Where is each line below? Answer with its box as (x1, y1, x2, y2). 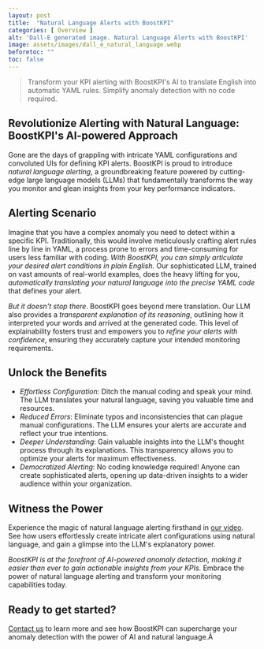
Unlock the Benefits (8, 366, 108, 379)
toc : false (8, 56, 44, 64)
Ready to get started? (8, 602, 117, 616)
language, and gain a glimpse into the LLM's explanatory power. (8, 539, 216, 549)
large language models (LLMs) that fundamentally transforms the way (26, 175, 254, 185)
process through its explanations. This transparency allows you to (19, 446, 234, 455)
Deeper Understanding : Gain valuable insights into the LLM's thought (19, 437, 244, 446)
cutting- (219, 166, 246, 176)
